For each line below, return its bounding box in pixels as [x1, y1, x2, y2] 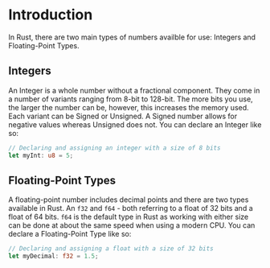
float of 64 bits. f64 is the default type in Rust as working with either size [8, 212, 249, 222]
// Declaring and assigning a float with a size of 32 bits [8, 245, 215, 253]
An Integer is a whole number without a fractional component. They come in [8, 85, 260, 95]
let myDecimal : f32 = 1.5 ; [8, 252, 99, 261]
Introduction [8, 6, 93, 24]
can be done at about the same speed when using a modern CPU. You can [8, 221, 256, 230]
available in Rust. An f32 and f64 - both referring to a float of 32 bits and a [8, 204, 253, 213]
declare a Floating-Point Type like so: [8, 229, 132, 239]
